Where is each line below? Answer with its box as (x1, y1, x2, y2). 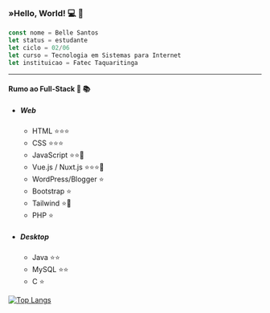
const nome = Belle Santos (8, 29, 99, 37)
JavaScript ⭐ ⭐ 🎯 (31, 150, 84, 160)
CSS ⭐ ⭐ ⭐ (31, 138, 64, 148)
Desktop (19, 232, 50, 242)
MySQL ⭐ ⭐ (31, 265, 69, 274)
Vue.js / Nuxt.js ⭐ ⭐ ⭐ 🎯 (31, 162, 104, 172)
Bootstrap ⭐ (31, 186, 72, 196)
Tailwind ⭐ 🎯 (31, 198, 72, 208)
